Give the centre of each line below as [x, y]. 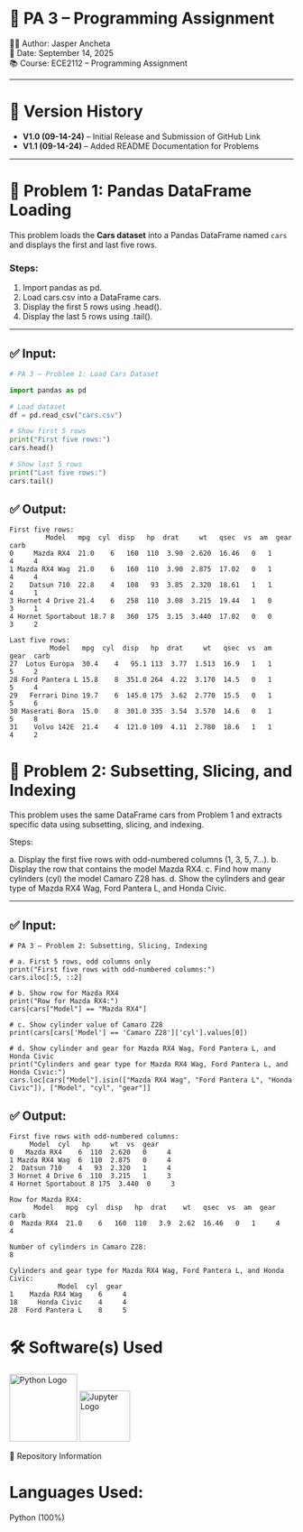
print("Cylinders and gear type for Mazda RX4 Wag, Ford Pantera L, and [149, 1065]
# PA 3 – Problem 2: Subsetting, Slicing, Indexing [108, 946]
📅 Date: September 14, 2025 [62, 52]
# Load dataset [38, 406]
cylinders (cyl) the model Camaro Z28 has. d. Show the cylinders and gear [147, 879]
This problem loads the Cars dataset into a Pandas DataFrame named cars [148, 235]
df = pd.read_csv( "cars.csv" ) [66, 415]
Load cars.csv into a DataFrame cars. [92, 298]
